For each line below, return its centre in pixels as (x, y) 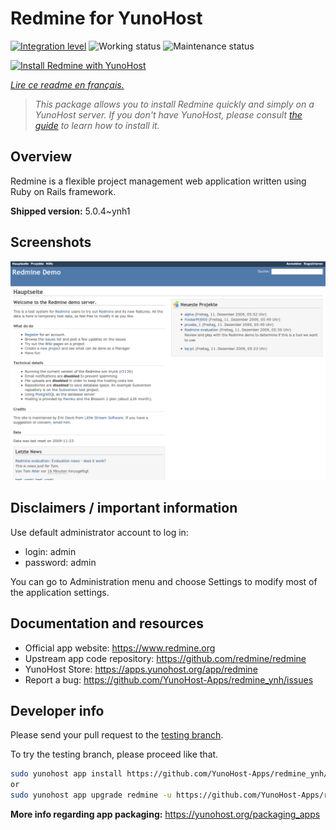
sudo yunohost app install (66, 774)
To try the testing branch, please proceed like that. (114, 754)
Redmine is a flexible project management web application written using (158, 181)
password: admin (60, 562)
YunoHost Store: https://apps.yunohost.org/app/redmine (141, 669)
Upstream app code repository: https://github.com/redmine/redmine (165, 658)
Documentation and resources (107, 623)
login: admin (50, 551)
